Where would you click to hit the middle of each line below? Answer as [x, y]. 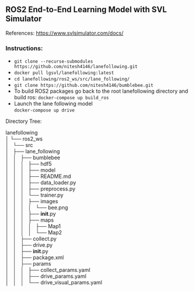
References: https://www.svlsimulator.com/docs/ [64, 33]
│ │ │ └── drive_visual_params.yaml [54, 283]
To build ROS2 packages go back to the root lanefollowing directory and [101, 91]
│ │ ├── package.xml [35, 257]
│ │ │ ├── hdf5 [29, 164]
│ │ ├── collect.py [31, 239]
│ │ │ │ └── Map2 [34, 233]
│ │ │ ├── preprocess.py [40, 189]
